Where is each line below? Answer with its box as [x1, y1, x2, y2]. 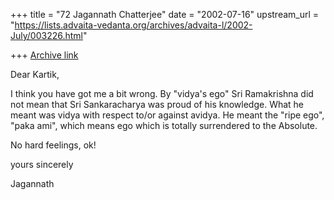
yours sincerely [10, 159, 74, 170]
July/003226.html [10, 30, 83, 41]
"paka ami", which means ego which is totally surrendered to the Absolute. [10, 120, 318, 131]
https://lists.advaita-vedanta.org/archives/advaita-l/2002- [14, 19, 253, 31]
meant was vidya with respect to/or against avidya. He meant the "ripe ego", [10, 109, 325, 121]
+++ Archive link [10, 49, 79, 61]
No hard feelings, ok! [10, 139, 97, 151]
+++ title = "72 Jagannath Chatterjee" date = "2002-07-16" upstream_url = [10, 9, 320, 20]
